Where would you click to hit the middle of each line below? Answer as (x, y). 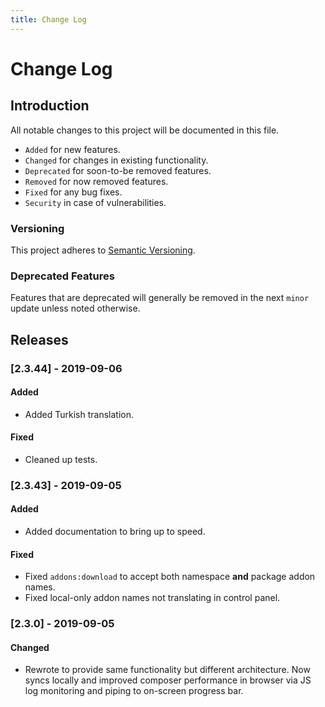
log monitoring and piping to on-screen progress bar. (134, 691)
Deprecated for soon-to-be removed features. (118, 170)
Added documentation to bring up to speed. (115, 532)
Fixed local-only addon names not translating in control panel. (152, 598)
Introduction (50, 106)
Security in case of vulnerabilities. (95, 202)
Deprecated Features (62, 276)
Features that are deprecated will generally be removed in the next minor (160, 298)
